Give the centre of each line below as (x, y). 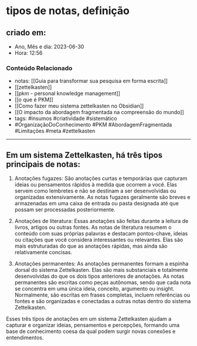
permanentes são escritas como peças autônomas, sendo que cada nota (103, 282)
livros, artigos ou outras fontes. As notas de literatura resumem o (93, 227)
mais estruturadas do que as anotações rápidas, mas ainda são (91, 246)
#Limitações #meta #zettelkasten (55, 131)
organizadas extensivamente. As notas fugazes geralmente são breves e (102, 197)
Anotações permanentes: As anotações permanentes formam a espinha (101, 264)
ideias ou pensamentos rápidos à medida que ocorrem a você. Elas (96, 185)
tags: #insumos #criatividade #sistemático (66, 118)
